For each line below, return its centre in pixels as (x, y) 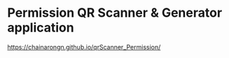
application (41, 28)
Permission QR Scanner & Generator (115, 13)
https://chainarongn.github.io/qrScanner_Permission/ (84, 47)
